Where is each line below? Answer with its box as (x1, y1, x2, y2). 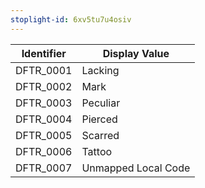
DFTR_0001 (15, 63, 73, 77)
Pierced (81, 112, 118, 126)
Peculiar (81, 96, 121, 110)
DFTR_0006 (15, 144, 73, 158)
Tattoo (81, 144, 113, 158)
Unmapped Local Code (81, 161, 191, 175)
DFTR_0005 (15, 128, 73, 142)
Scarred (81, 128, 120, 142)
